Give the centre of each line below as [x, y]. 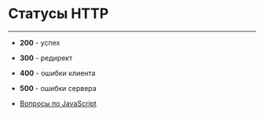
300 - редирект [46, 58]
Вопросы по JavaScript [58, 103]
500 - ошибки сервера [58, 88]
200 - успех [40, 42]
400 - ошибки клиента [57, 73]
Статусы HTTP [59, 14]
